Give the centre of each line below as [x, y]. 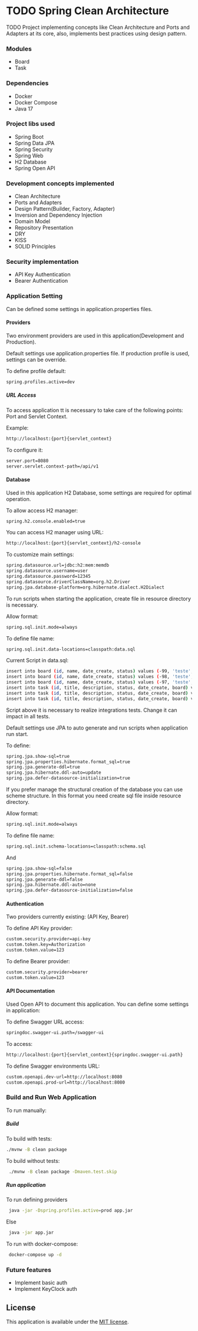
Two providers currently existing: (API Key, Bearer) [67, 917]
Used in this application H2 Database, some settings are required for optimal [99, 493]
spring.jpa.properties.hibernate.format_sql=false [70, 874]
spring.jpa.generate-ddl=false [44, 879]
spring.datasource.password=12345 [49, 577]
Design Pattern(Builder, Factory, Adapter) [65, 209]
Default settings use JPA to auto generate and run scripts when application [97, 728]
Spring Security [34, 149]
